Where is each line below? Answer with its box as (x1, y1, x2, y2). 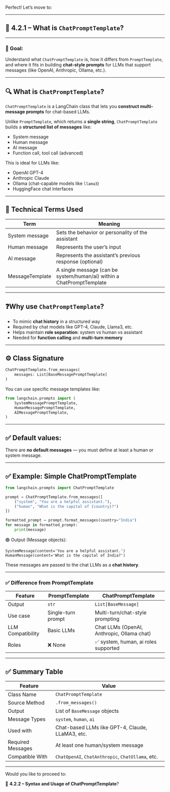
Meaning (98, 220, 120, 227)
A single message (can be (56, 266, 118, 273)
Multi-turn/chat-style (95, 609, 147, 616)
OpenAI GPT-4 (12, 170, 44, 176)
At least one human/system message (55, 742, 144, 749)
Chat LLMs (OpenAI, (95, 624, 143, 631)
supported (95, 645, 120, 652)
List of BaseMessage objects (55, 708, 119, 715)
